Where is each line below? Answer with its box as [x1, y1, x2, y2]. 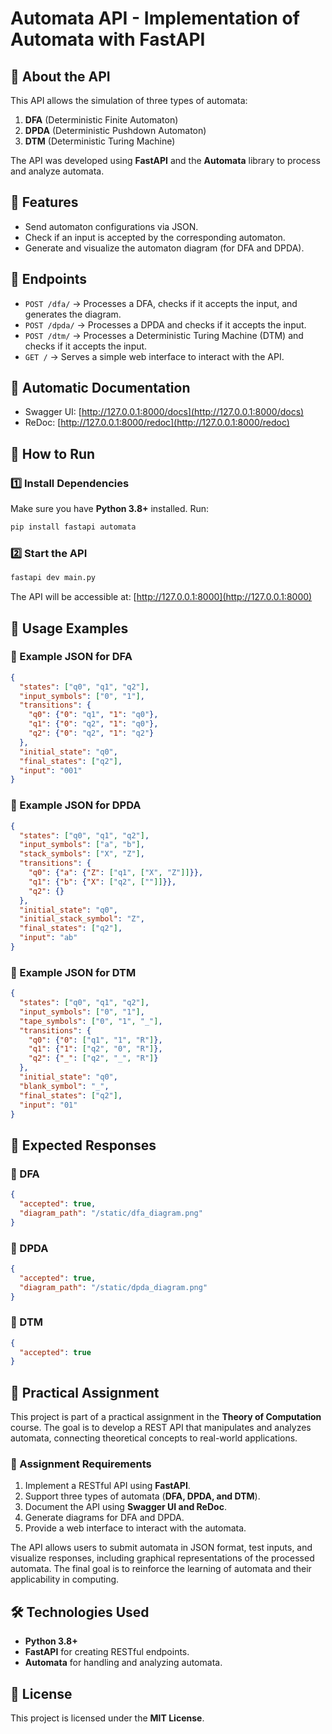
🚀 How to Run [10, 445, 96, 462]
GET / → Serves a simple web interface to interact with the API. [24, 350, 285, 362]
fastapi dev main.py [10, 573, 97, 583]
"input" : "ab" [19, 933, 78, 943]
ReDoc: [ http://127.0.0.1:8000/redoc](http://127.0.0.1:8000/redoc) [24, 417, 290, 429]
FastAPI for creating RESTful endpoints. [24, 1646, 190, 1658]
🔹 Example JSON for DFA [10, 650, 133, 664]
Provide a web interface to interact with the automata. [24, 1522, 247, 1534]
